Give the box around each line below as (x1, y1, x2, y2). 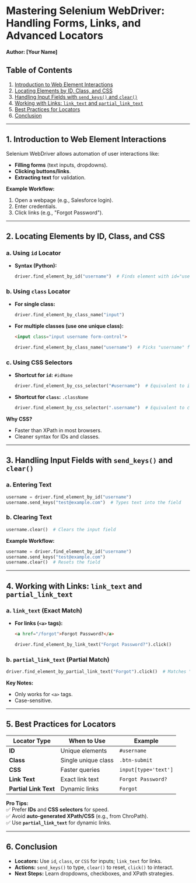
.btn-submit (119, 757, 153, 764)
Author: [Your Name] (6, 48, 58, 55)
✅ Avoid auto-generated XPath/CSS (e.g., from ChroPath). (6, 812, 149, 819)
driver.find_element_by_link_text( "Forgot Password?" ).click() (14, 641, 172, 648)
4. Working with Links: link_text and (6, 581, 142, 591)
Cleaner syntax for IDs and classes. (14, 433, 100, 440)
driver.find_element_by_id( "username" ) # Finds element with (14, 273, 169, 279)
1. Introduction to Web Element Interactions (6, 135, 166, 145)
